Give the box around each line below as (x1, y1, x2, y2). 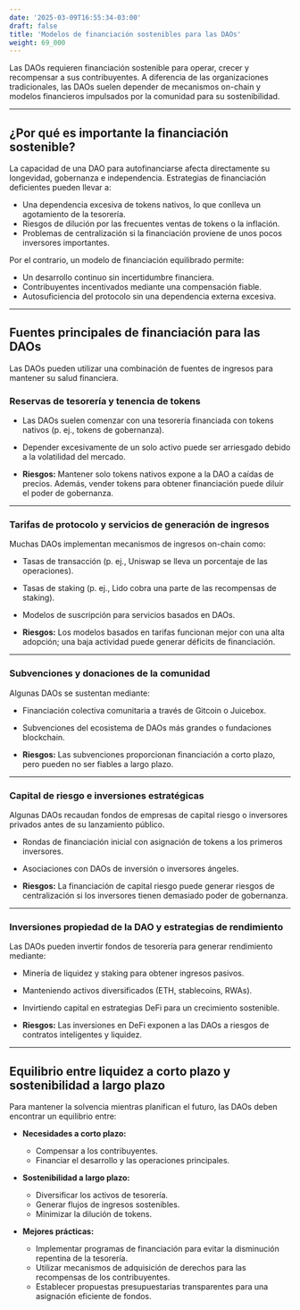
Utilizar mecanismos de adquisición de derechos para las (35, 1263, 247, 1273)
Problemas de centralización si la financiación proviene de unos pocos (21, 228, 283, 239)
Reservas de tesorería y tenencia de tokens (9, 394, 201, 407)
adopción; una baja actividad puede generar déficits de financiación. (21, 637, 276, 647)
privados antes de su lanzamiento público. (9, 819, 165, 830)
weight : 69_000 (9, 38, 66, 47)
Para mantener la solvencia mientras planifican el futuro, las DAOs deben (9, 1102, 278, 1112)
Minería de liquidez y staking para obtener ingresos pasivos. (21, 968, 245, 979)
